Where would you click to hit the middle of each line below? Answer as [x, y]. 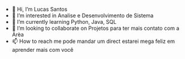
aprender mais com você [43, 50]
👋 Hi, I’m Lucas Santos [40, 9]
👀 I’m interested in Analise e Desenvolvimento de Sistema [83, 15]
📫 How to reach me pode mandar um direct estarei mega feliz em [93, 41]
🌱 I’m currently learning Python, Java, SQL [64, 22]
